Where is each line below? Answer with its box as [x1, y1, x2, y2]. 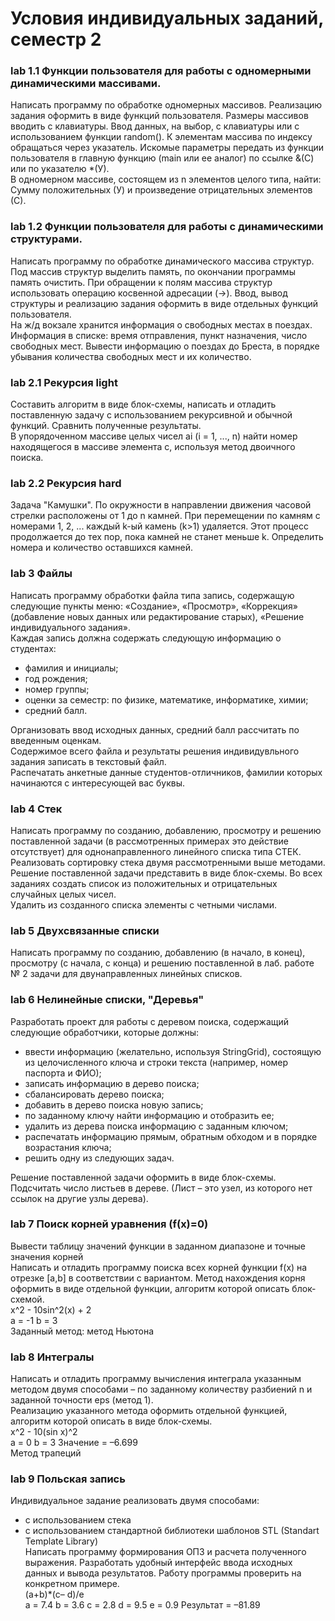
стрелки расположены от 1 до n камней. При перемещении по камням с [10, 510, 321, 522]
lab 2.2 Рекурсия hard [10, 477, 122, 490]
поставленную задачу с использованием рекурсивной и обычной [10, 409, 293, 421]
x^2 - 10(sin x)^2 [10, 1426, 78, 1438]
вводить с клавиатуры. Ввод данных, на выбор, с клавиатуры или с [10, 120, 300, 132]
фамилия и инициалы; [24, 662, 119, 674]
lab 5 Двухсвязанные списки [10, 923, 160, 937]
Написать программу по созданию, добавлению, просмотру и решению [10, 824, 322, 836]
